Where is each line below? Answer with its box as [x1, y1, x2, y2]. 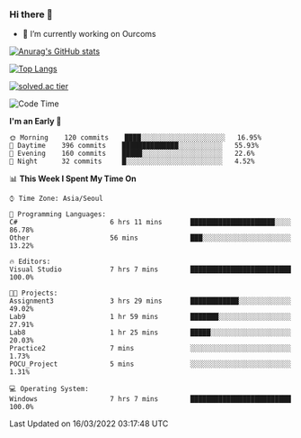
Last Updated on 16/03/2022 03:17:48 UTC [9, 418, 169, 429]
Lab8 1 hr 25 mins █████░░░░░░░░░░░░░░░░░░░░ [9, 328, 292, 337]
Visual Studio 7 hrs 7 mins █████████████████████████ [9, 265, 292, 274]
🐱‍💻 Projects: [9, 288, 58, 298]
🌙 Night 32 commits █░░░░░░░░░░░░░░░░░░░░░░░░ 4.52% [9, 157, 255, 166]
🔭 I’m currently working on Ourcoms [22, 29, 156, 40]
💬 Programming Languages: [9, 210, 106, 219]
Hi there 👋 [9, 8, 54, 21]
